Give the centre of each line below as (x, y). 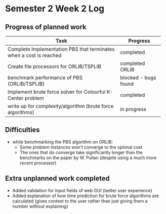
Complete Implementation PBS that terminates (61, 49)
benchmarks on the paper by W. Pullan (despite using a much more (88, 158)
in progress (133, 109)
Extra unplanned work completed (58, 179)
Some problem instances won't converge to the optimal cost (81, 147)
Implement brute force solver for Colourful (57, 92)
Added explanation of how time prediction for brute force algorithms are (85, 196)
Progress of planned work (46, 27)
